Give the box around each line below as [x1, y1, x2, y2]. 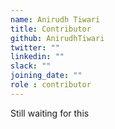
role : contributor [10, 80, 92, 90]
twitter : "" [10, 42, 60, 53]
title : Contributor [10, 24, 92, 34]
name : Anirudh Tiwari [10, 14, 101, 25]
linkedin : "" [10, 52, 65, 62]
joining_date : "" [10, 71, 83, 81]
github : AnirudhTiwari [10, 33, 105, 43]
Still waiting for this [10, 107, 90, 119]
